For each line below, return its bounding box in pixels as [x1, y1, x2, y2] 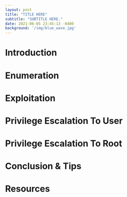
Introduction [5, 47, 57, 59]
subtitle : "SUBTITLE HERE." [5, 16, 63, 21]
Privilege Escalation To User [5, 115, 123, 127]
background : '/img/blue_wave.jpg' [5, 26, 77, 31]
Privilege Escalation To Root [5, 138, 123, 149]
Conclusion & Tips [5, 161, 82, 172]
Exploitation [5, 92, 56, 104]
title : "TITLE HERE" [5, 12, 48, 17]
